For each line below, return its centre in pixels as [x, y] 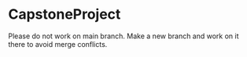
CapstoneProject [65, 14]
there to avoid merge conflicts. [58, 44]
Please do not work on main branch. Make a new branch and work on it [124, 36]
